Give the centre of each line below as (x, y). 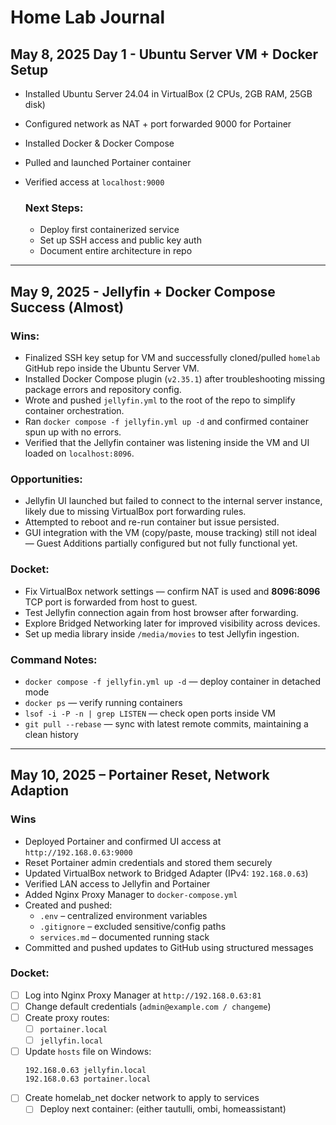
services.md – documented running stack (124, 937)
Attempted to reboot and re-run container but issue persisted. (152, 522)
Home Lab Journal (88, 17)
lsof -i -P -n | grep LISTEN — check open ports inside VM (150, 713)
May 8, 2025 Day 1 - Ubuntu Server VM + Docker (164, 54)
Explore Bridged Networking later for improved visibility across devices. (172, 623)
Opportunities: (46, 479)
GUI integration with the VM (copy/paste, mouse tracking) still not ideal (170, 533)
